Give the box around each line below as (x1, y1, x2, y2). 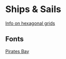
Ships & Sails (5, 4, 61, 15)
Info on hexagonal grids (5, 20, 55, 26)
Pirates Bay (5, 48, 30, 54)
